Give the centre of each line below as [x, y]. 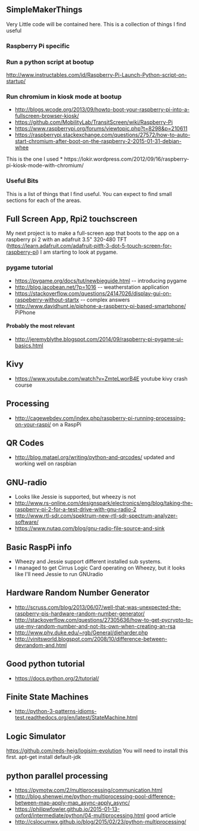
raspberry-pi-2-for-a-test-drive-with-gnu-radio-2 [76, 509]
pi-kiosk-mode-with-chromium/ [45, 166]
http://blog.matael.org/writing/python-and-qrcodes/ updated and [95, 457]
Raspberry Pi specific [38, 46]
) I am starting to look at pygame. [77, 252]
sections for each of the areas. [44, 200]
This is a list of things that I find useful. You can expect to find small [89, 194]
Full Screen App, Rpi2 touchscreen [72, 219]
